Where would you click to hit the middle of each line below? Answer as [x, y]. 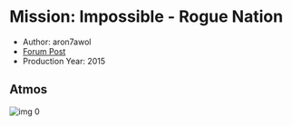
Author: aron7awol [57, 42]
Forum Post [44, 51]
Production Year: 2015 [64, 61]
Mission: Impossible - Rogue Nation [146, 17]
